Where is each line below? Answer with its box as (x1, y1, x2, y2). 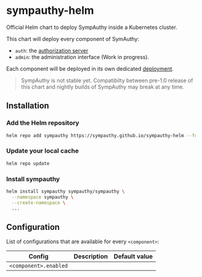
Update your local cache (6, 147, 79, 155)
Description (73, 252, 108, 261)
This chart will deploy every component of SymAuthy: (6, 35, 139, 42)
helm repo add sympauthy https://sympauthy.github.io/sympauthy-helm (6, 132, 185, 139)
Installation (6, 101, 49, 111)
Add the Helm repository (6, 119, 79, 127)
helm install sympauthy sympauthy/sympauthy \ (6, 188, 125, 194)
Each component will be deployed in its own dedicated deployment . (6, 65, 174, 72)
